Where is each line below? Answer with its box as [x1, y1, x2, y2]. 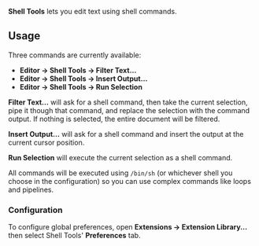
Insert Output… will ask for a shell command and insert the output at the [8, 129, 244, 138]
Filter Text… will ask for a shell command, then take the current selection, [8, 97, 248, 107]
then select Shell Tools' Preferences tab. [8, 231, 141, 240]
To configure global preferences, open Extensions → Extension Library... [8, 222, 248, 232]
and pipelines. [8, 185, 54, 194]
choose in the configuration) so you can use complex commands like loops [8, 176, 252, 185]
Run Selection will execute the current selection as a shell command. [8, 152, 233, 162]
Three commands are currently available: [8, 50, 142, 60]
